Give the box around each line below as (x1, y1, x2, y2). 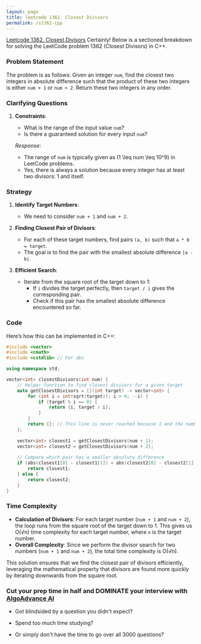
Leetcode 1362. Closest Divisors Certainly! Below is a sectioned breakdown (6, 37, 193, 44)
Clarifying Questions (6, 99, 68, 107)
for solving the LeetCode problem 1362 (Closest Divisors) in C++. (6, 42, 167, 50)
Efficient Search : (14, 267, 58, 274)
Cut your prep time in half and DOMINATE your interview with (6, 587, 188, 595)
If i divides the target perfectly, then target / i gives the (32, 285, 175, 292)
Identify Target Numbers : (14, 201, 80, 208)
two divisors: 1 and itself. (23, 172, 85, 180)
